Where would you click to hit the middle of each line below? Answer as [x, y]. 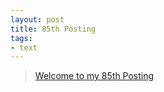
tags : [21, 38]
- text [24, 47]
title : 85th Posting [53, 29]
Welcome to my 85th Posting [94, 76]
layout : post [37, 19]
